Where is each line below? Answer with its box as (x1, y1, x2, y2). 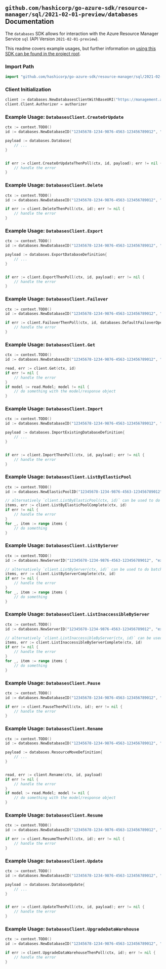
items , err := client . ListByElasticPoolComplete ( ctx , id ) (5, 503, 127, 508)
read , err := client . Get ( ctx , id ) (5, 366, 77, 371)
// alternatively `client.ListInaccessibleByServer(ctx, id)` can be (5, 635, 152, 640)
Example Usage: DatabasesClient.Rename (5, 725, 103, 732)
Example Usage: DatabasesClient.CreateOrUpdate (5, 113, 124, 120)
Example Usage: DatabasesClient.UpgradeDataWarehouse (5, 925, 139, 932)
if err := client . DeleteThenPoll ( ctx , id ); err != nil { (5, 206, 125, 211)
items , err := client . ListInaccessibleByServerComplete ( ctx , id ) (5, 640, 142, 645)
